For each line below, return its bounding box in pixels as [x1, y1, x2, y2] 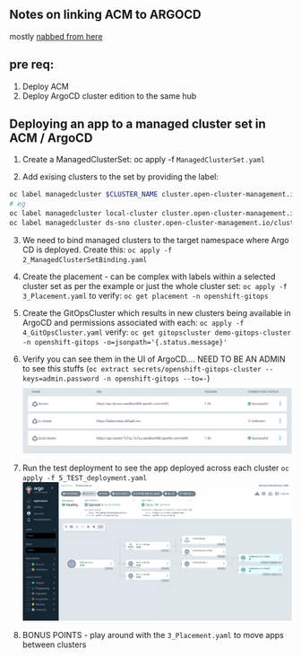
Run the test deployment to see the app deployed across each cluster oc [21, 462, 289, 474]
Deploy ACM [21, 81, 70, 92]
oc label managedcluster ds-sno [9, 219, 130, 228]
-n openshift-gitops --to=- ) [102, 372, 211, 383]
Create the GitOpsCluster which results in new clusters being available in [21, 307, 291, 318]
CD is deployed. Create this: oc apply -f [21, 244, 173, 255]
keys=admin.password [21, 374, 99, 383]
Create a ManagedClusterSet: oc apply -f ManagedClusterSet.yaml [21, 154, 266, 165]
